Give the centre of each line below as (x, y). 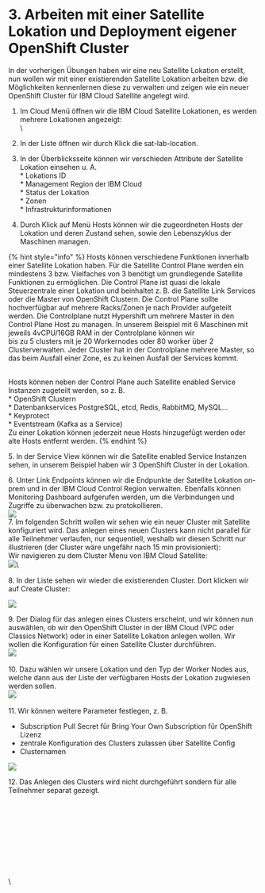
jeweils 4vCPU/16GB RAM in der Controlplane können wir (102, 333)
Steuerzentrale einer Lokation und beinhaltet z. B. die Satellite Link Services (132, 291)
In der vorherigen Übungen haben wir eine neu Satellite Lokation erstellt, (127, 70)
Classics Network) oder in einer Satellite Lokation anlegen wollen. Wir (122, 636)
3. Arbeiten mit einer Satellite (106, 15)
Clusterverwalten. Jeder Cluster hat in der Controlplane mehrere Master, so (131, 349)
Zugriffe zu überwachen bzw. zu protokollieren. (86, 505)
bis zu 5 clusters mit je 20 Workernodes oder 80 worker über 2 (111, 341)
